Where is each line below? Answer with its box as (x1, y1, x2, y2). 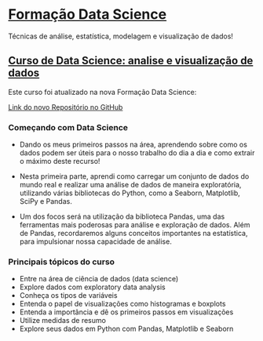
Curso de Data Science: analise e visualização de (8, 54, 254, 67)
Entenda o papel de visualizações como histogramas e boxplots (19, 299, 226, 309)
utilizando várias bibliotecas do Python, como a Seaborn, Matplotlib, (19, 188, 241, 198)
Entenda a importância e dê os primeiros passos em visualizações (19, 307, 234, 317)
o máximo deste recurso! (19, 157, 100, 166)
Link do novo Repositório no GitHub (8, 102, 123, 111)
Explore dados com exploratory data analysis (19, 282, 166, 292)
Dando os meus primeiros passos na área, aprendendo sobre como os (19, 140, 247, 150)
